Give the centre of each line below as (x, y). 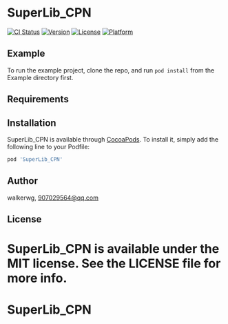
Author (22, 181)
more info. (37, 278)
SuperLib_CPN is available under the (113, 249)
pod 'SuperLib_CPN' (35, 159)
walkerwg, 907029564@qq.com (53, 198)
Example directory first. (40, 77)
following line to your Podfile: (49, 146)
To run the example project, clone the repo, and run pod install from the (111, 70)
